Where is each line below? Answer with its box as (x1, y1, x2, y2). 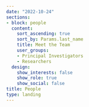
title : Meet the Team (17, 42, 70, 48)
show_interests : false (17, 70, 73, 75)
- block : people (6, 20, 46, 26)
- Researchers (17, 58, 52, 64)
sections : (6, 14, 31, 20)
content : (11, 25, 33, 32)
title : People (6, 86, 42, 92)
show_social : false (17, 81, 65, 87)
